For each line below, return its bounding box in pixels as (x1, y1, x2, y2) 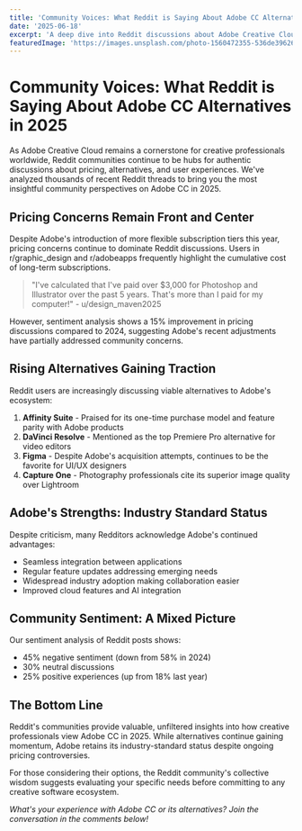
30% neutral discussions (22, 662, 115, 673)
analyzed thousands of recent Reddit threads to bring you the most (9, 174, 258, 185)
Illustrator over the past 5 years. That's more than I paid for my (31, 289, 263, 300)
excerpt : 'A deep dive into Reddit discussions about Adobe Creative (9, 30, 276, 39)
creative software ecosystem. (9, 787, 120, 798)
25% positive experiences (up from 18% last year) (22, 672, 209, 682)
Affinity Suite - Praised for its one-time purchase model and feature (22, 411, 276, 423)
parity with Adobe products (22, 421, 124, 432)
